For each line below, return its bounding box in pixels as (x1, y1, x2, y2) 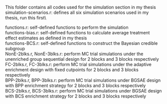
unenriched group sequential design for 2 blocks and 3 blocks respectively (5, 56, 160, 62)
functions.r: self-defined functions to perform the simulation (5, 24, 129, 30)
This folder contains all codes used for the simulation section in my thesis (5, 4, 156, 10)
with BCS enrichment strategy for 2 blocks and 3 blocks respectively (5, 93, 146, 99)
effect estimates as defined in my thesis (5, 35, 87, 41)
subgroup (5, 46, 25, 51)
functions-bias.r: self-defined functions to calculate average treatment (5, 30, 150, 35)
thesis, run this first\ (5, 15, 46, 20)
